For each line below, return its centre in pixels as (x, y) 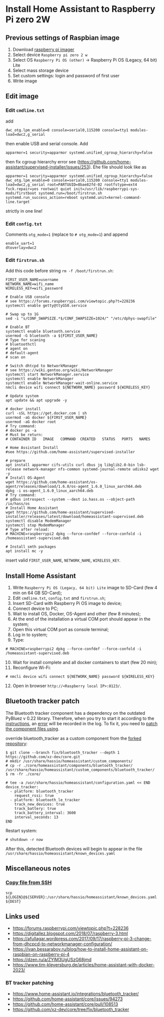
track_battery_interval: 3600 (45, 813)
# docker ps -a (21, 431)
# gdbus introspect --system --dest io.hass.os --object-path (70, 500)
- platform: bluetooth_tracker (42, 791)
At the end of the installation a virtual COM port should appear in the (82, 619)
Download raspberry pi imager (44, 49)
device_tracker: (22, 787)
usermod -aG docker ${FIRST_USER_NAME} (46, 418)
